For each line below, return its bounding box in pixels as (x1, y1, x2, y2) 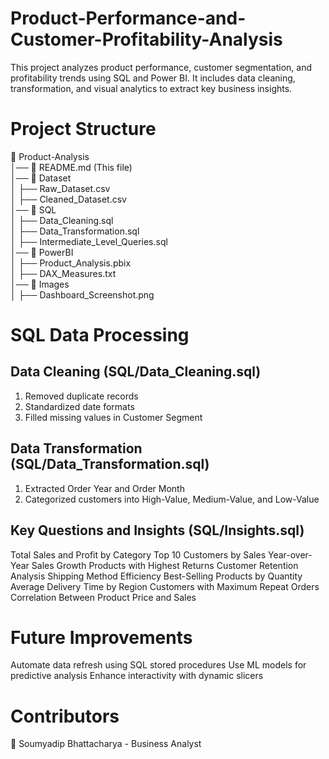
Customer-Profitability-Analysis (10, 28, 283, 51)
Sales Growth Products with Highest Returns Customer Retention (31, 559, 299, 571)
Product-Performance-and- (10, 7, 247, 30)
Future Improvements (10, 626, 193, 649)
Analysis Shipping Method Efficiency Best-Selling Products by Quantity (10, 570, 303, 582)
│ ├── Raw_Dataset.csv (10, 182, 111, 194)
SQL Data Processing (10, 324, 190, 347)
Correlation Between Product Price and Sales (10, 591, 197, 603)
